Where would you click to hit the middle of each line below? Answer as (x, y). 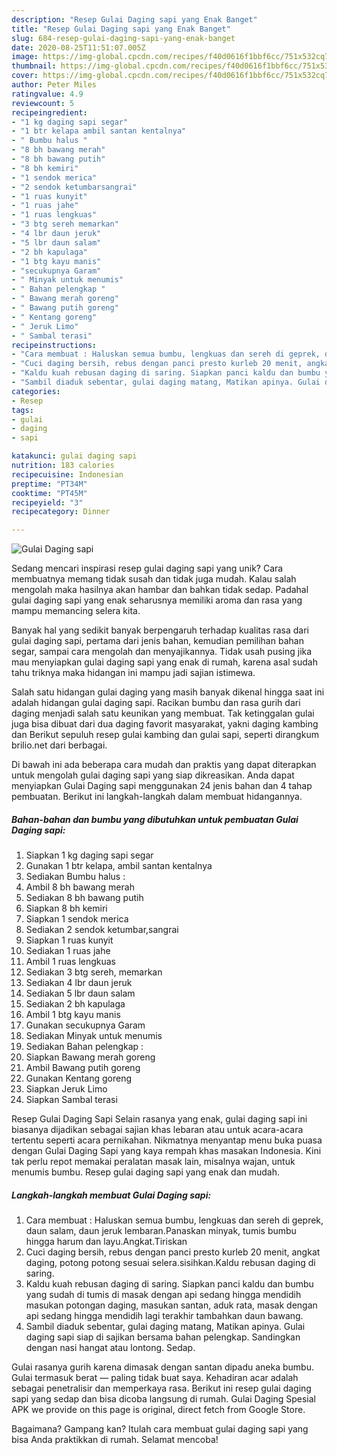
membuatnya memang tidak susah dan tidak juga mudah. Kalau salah (154, 579)
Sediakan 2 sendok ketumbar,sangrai (102, 930)
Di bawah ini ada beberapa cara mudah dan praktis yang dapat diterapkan (164, 765)
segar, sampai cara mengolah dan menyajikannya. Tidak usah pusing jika (162, 652)
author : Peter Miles (54, 85)
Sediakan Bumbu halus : (75, 877)
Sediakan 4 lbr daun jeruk (79, 983)
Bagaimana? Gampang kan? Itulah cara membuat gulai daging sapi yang (160, 1429)
